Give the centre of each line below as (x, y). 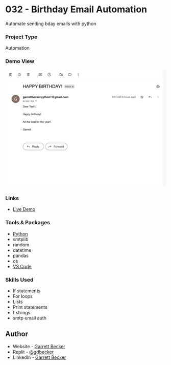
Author (17, 334)
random (21, 245)
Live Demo (24, 209)
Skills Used (19, 280)
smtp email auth (30, 318)
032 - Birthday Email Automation (76, 9)
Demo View (20, 61)
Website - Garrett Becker (39, 346)
